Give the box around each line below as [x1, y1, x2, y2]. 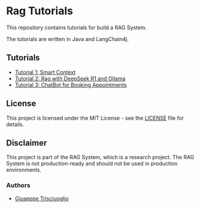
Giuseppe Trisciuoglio [14, 195, 69, 202]
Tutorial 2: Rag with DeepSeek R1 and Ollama [14, 74, 126, 82]
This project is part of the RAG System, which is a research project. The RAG [6, 154, 195, 161]
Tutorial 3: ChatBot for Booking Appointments [14, 81, 127, 88]
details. [6, 120, 24, 128]
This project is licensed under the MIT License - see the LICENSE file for [6, 114, 184, 122]
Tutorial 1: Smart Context [14, 69, 76, 76]
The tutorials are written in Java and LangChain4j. [6, 35, 129, 42]
